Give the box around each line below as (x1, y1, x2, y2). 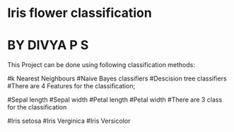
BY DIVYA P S (7, 37, 89, 54)
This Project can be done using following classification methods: (7, 61, 196, 69)
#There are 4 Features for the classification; (7, 82, 136, 90)
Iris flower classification (7, 5, 152, 21)
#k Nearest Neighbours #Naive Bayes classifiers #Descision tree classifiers (7, 74, 228, 83)
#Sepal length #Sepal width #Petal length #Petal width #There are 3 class (7, 95, 223, 104)
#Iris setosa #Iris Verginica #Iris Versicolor (7, 116, 131, 125)
